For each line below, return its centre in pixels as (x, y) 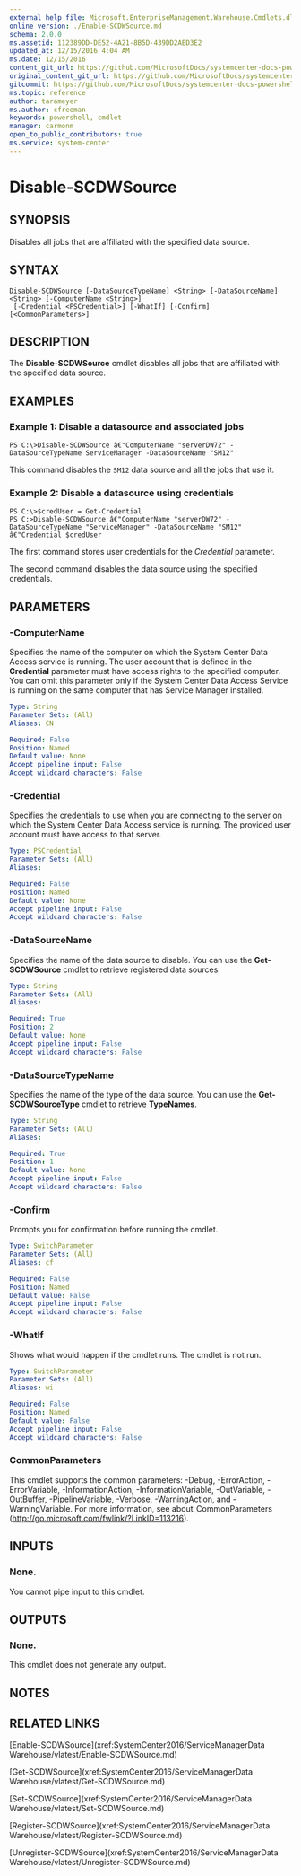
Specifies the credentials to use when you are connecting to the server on (146, 815)
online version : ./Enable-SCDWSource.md (86, 26)
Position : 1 (31, 1162)
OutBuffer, (28, 1499)
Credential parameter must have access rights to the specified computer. (145, 671)
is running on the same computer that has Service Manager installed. (137, 690)
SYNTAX (34, 270)
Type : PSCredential (46, 851)
